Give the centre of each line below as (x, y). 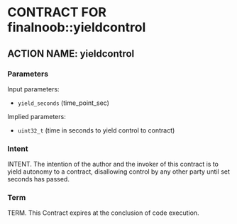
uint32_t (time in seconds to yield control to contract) (96, 130)
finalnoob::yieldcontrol (77, 27)
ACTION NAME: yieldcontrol (71, 54)
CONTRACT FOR (57, 12)
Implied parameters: (37, 116)
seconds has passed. (38, 179)
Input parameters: (33, 89)
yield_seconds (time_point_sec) (64, 103)
